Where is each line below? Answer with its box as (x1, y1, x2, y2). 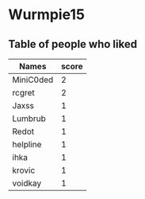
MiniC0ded (12, 74, 54, 85)
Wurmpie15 (8, 6, 86, 24)
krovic (12, 165, 36, 176)
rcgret (12, 88, 36, 98)
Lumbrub (12, 113, 46, 124)
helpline (12, 139, 42, 150)
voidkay (12, 178, 42, 189)
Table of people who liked (8, 37, 137, 51)
